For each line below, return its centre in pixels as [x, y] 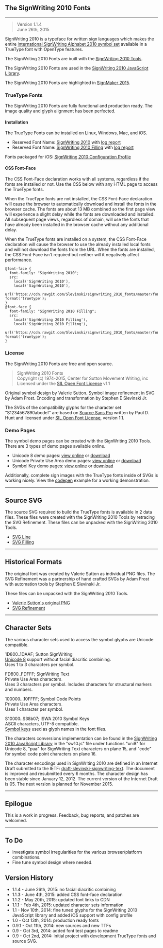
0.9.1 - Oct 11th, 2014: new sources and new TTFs [62, 925]
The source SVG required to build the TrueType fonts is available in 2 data [79, 512]
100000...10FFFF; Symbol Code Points [43, 699]
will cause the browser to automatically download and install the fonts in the [81, 204]
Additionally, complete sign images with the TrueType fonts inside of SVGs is [81, 475]
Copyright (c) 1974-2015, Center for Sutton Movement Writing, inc [82, 378]
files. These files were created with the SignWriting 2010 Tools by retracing [80, 517]
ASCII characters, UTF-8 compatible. [42, 723]
